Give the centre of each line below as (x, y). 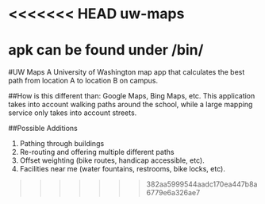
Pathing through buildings (62, 144)
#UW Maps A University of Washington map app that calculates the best (127, 72)
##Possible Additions (43, 129)
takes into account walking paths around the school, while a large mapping (131, 105)
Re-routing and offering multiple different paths (97, 152)
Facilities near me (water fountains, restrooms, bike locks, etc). (123, 169)
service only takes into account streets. (73, 113)
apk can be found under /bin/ (106, 50)
